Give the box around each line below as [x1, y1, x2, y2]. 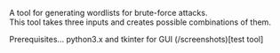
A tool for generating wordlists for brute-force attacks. [9, 8, 208, 18]
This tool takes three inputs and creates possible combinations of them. [9, 17, 271, 27]
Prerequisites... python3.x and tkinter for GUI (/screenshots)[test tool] [9, 34, 264, 44]
